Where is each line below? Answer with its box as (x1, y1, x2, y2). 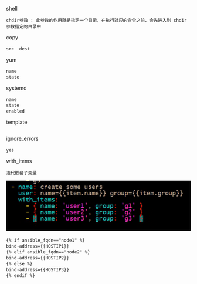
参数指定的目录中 (6, 23, 42, 29)
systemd (6, 84, 28, 92)
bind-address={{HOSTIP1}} (6, 244, 69, 249)
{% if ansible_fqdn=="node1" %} (6, 238, 85, 244)
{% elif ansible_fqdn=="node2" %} (6, 249, 91, 255)
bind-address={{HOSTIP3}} (6, 267, 69, 273)
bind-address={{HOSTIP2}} (6, 255, 69, 261)
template (6, 119, 28, 126)
